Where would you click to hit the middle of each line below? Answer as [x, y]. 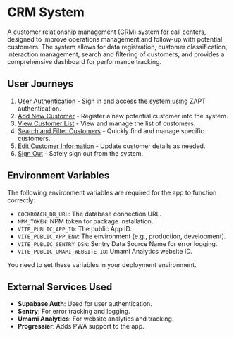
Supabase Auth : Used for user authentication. [85, 304]
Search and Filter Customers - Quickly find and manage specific [111, 130]
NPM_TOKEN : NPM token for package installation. [85, 221]
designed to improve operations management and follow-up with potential [115, 39]
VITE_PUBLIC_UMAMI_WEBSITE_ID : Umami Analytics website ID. [105, 251]
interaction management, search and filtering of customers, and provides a [116, 54]
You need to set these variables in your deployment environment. [102, 264]
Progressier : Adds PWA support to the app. [81, 326]
